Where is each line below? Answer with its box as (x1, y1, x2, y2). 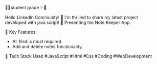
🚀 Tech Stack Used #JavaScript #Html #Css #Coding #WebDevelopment (5, 53, 152, 59)
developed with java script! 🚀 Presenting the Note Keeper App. (5, 20, 131, 25)
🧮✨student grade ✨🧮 (5, 5, 47, 10)
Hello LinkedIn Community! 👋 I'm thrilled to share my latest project (5, 15, 138, 20)
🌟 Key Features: (5, 29, 37, 35)
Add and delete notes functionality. (12, 44, 83, 49)
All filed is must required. (12, 39, 63, 44)
